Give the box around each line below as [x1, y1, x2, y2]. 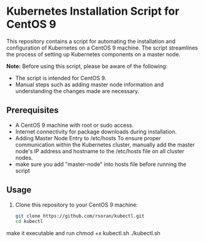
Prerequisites [6, 105, 59, 116]
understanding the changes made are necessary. [15, 87, 140, 94]
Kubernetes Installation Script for [6, 4, 179, 18]
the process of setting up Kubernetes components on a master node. [6, 50, 181, 58]
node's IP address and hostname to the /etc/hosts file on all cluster [15, 147, 185, 154]
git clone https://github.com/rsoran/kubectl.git [15, 213, 145, 219]
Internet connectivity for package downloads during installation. [15, 127, 177, 135]
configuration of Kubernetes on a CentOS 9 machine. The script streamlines [6, 44, 198, 51]
